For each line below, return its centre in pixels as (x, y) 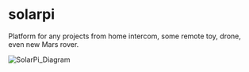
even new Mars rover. (44, 44)
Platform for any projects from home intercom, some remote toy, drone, (125, 36)
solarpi (32, 14)
